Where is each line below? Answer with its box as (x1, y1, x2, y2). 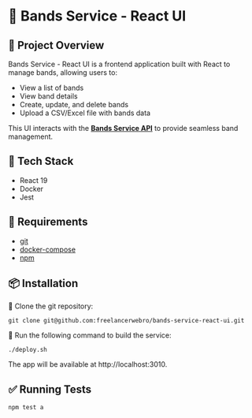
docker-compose (19, 244, 76, 254)
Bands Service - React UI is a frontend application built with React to (8, 59, 231, 69)
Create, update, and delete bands (19, 100, 128, 109)
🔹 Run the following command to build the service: (8, 330, 172, 340)
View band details (19, 91, 78, 101)
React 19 (19, 175, 48, 185)
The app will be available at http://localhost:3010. (8, 360, 168, 369)
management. (8, 132, 54, 141)
